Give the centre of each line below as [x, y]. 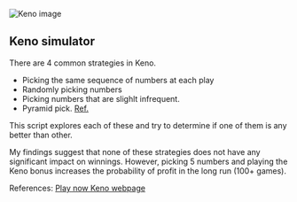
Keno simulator [52, 41]
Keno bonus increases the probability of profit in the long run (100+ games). [148, 171]
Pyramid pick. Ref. [55, 108]
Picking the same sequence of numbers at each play [118, 80]
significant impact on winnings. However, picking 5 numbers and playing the [148, 161]
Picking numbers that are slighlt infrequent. [101, 98]
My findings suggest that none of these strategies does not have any [135, 151]
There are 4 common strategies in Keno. [83, 63]
